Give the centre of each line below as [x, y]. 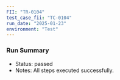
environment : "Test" [33, 29]
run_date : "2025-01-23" [37, 23]
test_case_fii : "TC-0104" [39, 18]
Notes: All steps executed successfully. [64, 70]
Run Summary [28, 51]
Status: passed [34, 64]
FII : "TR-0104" [26, 12]
